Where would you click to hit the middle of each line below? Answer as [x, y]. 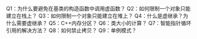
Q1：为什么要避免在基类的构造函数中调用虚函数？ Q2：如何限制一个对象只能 [98, 8]
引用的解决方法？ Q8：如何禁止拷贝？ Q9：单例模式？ [71, 30]
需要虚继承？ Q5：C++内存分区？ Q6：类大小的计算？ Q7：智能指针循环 [104, 23]
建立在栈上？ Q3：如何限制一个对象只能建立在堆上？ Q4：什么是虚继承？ [95, 16]
